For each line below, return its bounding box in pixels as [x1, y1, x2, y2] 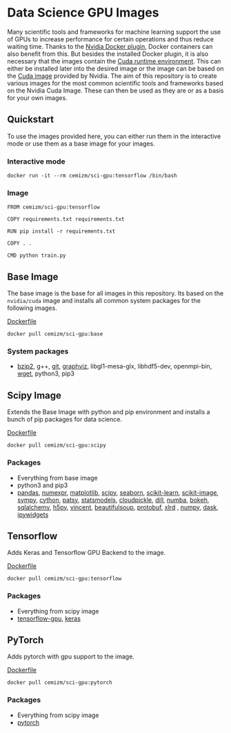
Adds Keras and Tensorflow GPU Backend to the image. [7, 549, 166, 557]
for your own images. [7, 93, 68, 101]
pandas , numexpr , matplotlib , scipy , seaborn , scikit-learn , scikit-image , [17, 488, 219, 496]
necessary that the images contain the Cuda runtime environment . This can [7, 57, 221, 65]
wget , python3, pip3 [17, 369, 74, 378]
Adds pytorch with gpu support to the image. [7, 652, 134, 661]
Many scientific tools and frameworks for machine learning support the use [7, 28, 221, 36]
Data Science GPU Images [7, 5, 160, 21]
